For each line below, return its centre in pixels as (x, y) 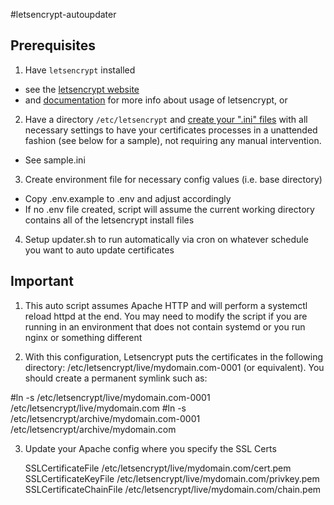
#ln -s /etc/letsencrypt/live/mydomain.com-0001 (110, 397)
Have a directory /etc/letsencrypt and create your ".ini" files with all (166, 119)
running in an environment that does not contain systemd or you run (165, 326)
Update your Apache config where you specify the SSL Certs (150, 448)
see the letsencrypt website (82, 89)
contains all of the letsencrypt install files (109, 220)
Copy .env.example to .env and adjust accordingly (128, 198)
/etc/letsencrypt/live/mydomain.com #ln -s (98, 408)
